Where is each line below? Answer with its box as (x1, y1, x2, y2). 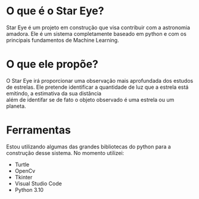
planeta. (6, 102, 26, 110)
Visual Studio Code (14, 180, 63, 187)
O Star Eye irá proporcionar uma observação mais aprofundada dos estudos (6, 77, 194, 84)
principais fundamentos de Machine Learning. (6, 36, 119, 43)
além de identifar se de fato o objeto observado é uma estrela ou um (6, 96, 175, 103)
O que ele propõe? (6, 58, 98, 71)
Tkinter (14, 173, 33, 181)
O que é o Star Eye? (6, 4, 104, 18)
